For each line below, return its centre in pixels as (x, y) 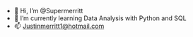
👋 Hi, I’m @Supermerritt (48, 11)
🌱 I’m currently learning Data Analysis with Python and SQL (100, 18)
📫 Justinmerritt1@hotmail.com (59, 26)
